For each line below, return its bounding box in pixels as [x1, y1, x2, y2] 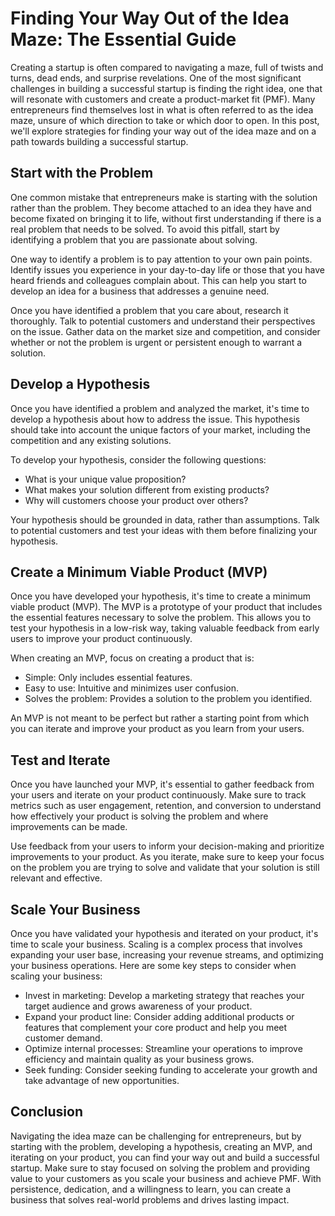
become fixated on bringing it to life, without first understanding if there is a [10, 212, 322, 224]
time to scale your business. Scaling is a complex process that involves [10, 938, 303, 950]
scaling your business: [10, 970, 103, 982]
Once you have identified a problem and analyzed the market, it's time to [10, 402, 310, 414]
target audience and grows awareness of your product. [24, 1000, 253, 1012]
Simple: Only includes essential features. [24, 672, 193, 684]
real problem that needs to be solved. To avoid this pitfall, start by [10, 223, 280, 235]
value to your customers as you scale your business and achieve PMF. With [10, 1172, 322, 1184]
